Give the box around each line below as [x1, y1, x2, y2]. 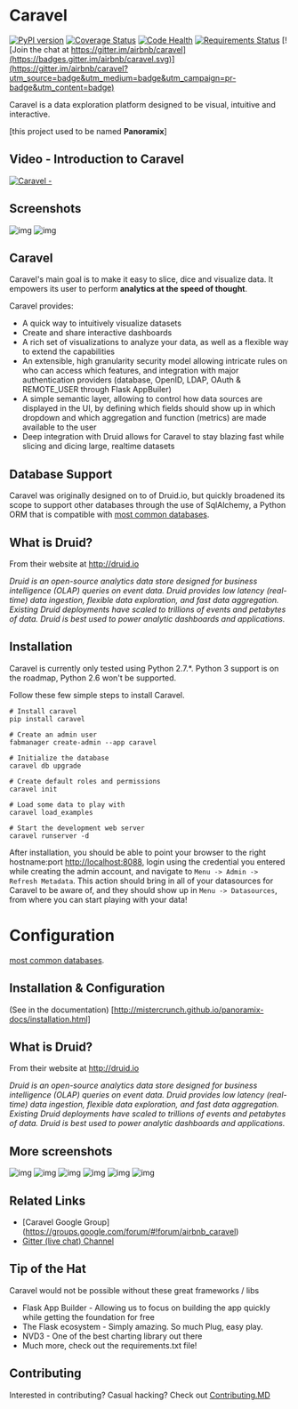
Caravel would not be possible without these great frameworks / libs [9, 1284, 260, 1295]
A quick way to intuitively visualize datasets [21, 318, 182, 329]
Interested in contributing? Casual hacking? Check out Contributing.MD [9, 1389, 271, 1400]
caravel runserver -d [9, 831, 90, 841]
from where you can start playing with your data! [9, 894, 188, 905]
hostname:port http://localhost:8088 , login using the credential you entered [9, 856, 286, 867]
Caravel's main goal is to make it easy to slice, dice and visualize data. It [9, 274, 274, 285]
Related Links [9, 1193, 86, 1208]
